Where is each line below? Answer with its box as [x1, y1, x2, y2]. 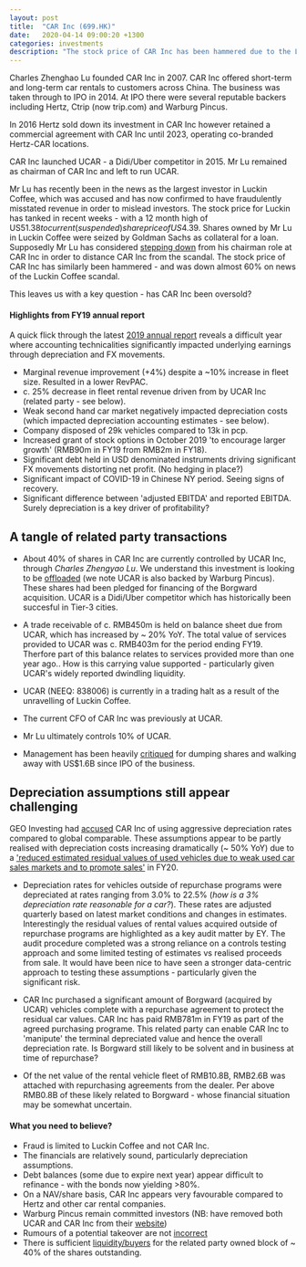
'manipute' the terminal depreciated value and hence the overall [22, 1032, 262, 1043]
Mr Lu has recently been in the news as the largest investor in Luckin [9, 183, 268, 194]
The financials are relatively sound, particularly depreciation [22, 1150, 249, 1161]
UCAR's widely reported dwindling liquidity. [22, 668, 186, 679]
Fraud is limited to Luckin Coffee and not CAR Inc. [22, 1140, 209, 1151]
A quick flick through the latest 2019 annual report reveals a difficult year [9, 330, 282, 340]
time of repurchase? [22, 1052, 98, 1063]
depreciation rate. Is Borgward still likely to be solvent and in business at [22, 1042, 294, 1053]
